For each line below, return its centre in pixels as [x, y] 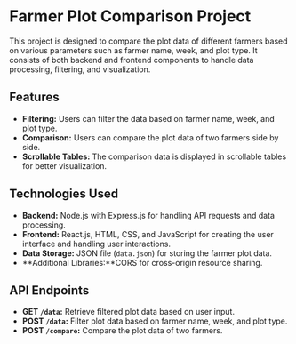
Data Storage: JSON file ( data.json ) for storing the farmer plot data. [147, 253]
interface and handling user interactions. [96, 244]
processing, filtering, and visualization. [80, 69]
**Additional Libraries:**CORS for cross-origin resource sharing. [142, 262]
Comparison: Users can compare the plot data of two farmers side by [150, 137]
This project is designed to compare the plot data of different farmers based [148, 41]
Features [34, 97]
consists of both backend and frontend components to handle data [132, 60]
